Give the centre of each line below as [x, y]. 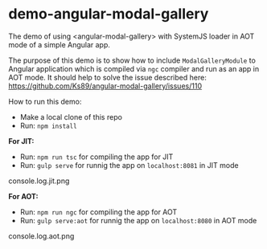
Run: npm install [49, 125]
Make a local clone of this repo [71, 116]
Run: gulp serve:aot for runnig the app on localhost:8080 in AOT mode [138, 220]
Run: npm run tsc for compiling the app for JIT [97, 157]
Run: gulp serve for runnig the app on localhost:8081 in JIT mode [129, 165]
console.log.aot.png [41, 236]
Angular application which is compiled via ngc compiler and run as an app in [134, 68]
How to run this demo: [45, 101]
